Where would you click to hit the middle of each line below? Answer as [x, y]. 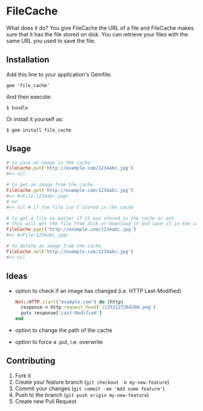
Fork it [23, 375]
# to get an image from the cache [50, 185]
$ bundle [17, 108]
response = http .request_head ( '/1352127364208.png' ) [89, 307]
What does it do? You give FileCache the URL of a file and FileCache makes [100, 28]
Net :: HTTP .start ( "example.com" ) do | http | [69, 302]
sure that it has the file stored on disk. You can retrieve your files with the [97, 34]
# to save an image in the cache [48, 163]
